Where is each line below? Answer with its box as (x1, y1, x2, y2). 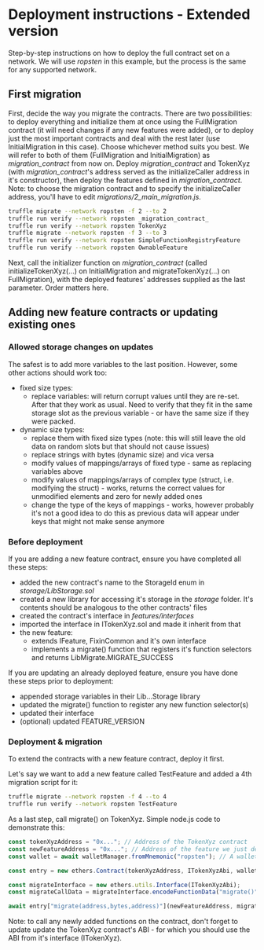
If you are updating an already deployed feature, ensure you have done (8, 668, 238, 677)
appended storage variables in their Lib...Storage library (19, 691, 200, 701)
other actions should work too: (8, 368, 108, 377)
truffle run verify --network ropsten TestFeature (8, 800, 178, 809)
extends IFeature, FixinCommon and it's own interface (31, 636, 207, 645)
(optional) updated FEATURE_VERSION (19, 717, 145, 726)
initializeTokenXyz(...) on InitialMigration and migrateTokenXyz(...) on (8, 266, 230, 276)
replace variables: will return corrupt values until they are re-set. (31, 391, 240, 401)
